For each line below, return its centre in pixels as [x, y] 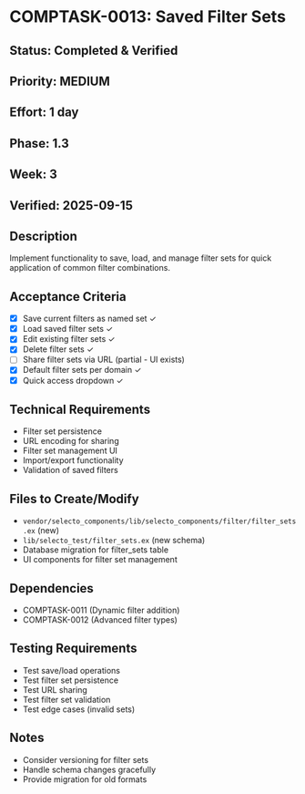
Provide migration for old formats [85, 779]
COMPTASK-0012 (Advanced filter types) [100, 620]
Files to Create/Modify [74, 499]
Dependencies [51, 588]
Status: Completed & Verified [94, 51]
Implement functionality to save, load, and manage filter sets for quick [141, 258]
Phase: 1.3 [40, 143]
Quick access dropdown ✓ [73, 380]
